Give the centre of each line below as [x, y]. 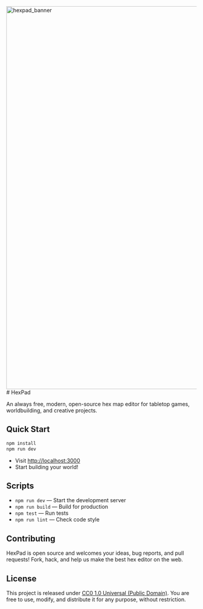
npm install [21, 443]
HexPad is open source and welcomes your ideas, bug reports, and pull [95, 553]
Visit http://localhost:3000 [47, 461]
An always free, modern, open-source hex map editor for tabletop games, [98, 404]
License [21, 579]
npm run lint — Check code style [57, 520]
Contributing [31, 539]
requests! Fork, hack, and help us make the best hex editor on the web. [95, 560]
